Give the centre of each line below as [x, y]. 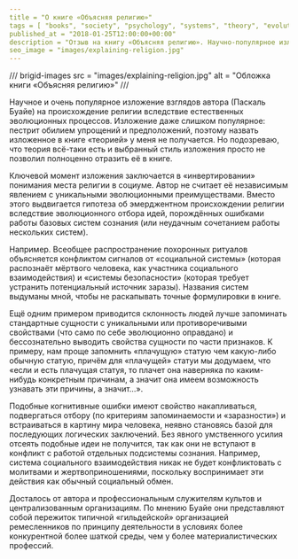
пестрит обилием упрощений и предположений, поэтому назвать [134, 130]
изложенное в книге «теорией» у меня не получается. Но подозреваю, [144, 140]
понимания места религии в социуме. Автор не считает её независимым [149, 185]
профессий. [31, 546]
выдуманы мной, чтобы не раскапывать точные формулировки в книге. [145, 297]
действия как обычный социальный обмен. [91, 481]
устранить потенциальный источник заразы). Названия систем [129, 287]
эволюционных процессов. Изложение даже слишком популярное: [137, 121]
